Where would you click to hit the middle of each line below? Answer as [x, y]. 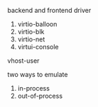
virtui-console [38, 47]
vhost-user [23, 61]
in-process [33, 88]
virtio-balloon [37, 24]
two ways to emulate [38, 75]
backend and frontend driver [49, 10]
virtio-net [31, 39]
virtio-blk [31, 32]
